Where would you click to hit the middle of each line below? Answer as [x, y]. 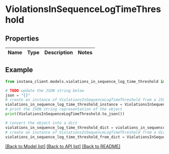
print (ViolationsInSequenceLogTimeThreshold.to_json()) [65, 114]
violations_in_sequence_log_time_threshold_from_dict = [65, 137]
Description [59, 52]
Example [19, 70]
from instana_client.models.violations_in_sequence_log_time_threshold [82, 81]
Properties [22, 38]
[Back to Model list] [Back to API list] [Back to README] [63, 146]
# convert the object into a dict [41, 123]
